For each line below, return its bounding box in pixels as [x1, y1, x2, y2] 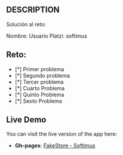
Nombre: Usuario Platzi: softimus [6, 32, 88, 39]
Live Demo [6, 115, 47, 125]
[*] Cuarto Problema [14, 84, 65, 92]
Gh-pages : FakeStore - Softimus [14, 142, 96, 149]
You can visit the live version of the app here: [6, 130, 118, 138]
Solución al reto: [6, 20, 47, 28]
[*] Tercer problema [14, 78, 64, 86]
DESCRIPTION [6, 5, 60, 15]
